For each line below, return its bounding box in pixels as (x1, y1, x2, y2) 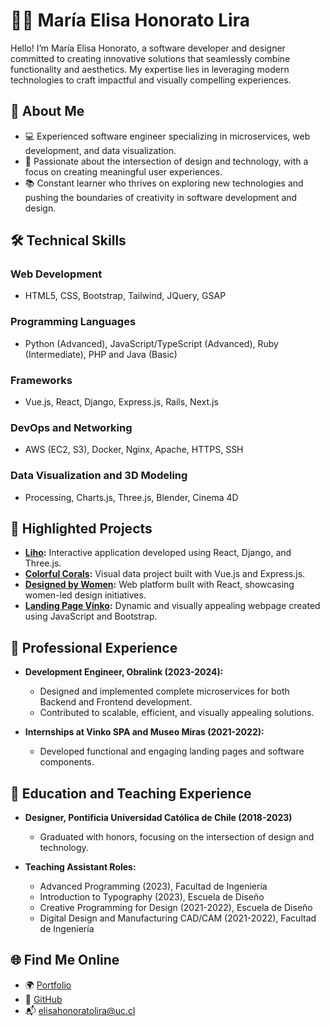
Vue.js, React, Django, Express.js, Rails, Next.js (24, 396, 219, 408)
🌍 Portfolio (24, 979, 72, 991)
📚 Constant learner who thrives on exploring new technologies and (24, 177, 304, 189)
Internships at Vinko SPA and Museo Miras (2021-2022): (24, 726, 265, 738)
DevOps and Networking (10, 420, 133, 434)
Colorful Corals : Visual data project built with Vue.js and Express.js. (24, 568, 306, 580)
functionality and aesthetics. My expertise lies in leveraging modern (10, 63, 290, 75)
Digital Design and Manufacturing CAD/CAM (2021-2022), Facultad (39, 912, 317, 924)
